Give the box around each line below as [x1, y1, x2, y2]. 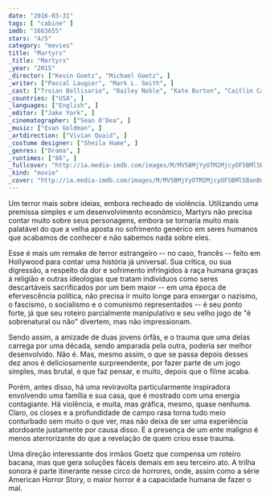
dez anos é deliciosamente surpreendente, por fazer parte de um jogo [8, 357, 241, 367]
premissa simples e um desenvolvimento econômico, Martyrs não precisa [8, 207, 253, 217]
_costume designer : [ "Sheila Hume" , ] [8, 138, 138, 147]
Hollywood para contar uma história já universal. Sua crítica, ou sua [8, 257, 231, 266]
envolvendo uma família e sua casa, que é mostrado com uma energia [8, 390, 240, 400]
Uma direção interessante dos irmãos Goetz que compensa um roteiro [8, 448, 241, 459]
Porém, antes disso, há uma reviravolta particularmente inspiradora [8, 381, 231, 391]
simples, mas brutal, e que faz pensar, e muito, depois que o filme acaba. [8, 366, 251, 376]
